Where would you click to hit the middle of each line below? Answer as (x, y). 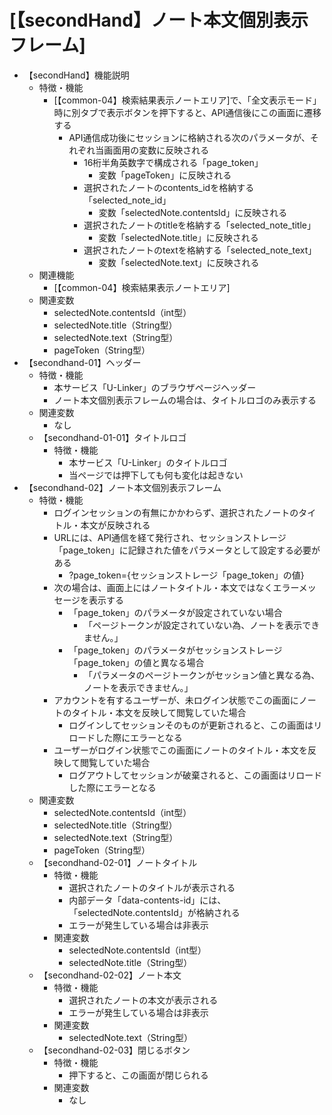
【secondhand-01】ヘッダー (82, 362)
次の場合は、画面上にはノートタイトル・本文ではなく (163, 587)
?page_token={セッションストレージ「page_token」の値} (186, 575)
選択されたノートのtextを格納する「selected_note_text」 (200, 250)
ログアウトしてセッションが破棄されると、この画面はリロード (195, 775)
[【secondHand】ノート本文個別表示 (159, 20)
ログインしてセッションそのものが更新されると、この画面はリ (195, 725)
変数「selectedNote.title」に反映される (178, 237)
